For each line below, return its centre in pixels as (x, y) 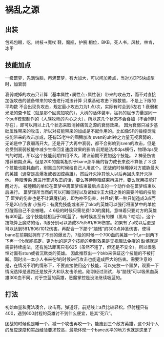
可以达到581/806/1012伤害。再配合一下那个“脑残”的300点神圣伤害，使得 (78, 229)
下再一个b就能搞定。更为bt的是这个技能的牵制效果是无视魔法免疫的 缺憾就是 (82, 241)
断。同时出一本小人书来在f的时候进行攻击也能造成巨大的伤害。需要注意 (76, 259)
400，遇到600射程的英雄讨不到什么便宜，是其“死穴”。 (60, 313)
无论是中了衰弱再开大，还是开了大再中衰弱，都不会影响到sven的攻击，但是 (81, 143)
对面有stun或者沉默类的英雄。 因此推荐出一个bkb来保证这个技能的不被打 (82, 253)
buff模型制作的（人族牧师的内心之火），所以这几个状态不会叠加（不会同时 (83, 119)
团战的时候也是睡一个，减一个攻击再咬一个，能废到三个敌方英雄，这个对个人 (82, 323)
